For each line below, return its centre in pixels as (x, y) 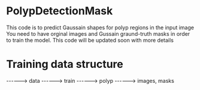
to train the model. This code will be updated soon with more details (90, 40)
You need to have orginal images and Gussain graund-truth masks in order (98, 33)
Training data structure (65, 64)
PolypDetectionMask (60, 11)
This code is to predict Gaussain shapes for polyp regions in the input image (100, 27)
